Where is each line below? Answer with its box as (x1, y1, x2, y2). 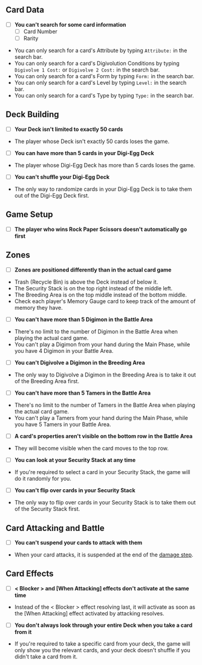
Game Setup (5, 209, 53, 220)
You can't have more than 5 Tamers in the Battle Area (14, 389, 151, 396)
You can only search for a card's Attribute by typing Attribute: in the (14, 47, 187, 54)
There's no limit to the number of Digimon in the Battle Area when (14, 327, 178, 335)
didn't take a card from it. (14, 653, 78, 660)
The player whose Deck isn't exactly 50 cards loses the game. (14, 138, 170, 145)
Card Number (23, 27, 58, 35)
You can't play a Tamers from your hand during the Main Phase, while (14, 414, 188, 421)
